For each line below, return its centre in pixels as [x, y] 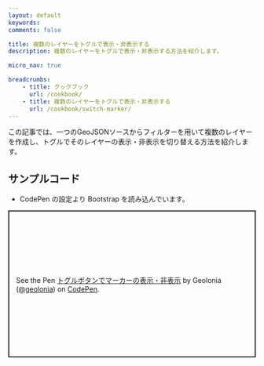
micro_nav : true [35, 66]
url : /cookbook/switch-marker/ [80, 109]
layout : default [35, 15]
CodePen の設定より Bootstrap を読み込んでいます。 [104, 199]
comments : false [35, 30]
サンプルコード [44, 178]
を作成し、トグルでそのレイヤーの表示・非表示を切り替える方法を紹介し [125, 142]
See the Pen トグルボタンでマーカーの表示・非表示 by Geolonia [119, 280]
